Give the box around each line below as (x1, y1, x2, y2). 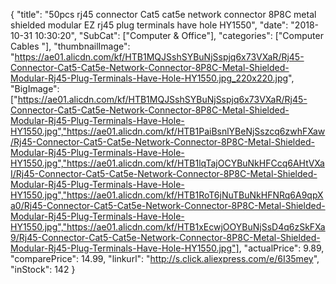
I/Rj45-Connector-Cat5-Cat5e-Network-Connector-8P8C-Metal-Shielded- (10, 168, 318, 179)
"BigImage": (10, 83, 60, 94)
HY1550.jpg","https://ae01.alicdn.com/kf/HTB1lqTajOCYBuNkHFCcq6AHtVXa (10, 157, 325, 169)
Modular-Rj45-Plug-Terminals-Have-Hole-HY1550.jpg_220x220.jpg (10, 72, 289, 84)
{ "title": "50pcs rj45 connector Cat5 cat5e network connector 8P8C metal (10, 9, 317, 20)
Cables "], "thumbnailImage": (10, 40, 131, 52)
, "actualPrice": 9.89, (238, 242, 325, 254)
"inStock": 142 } (10, 264, 76, 275)
